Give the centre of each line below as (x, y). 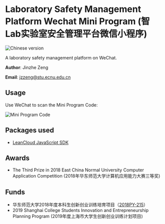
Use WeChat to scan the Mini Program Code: (51, 105)
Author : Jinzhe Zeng (27, 67)
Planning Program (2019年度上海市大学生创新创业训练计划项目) (77, 216)
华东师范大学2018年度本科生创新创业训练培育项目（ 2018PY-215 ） (80, 205)
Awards (18, 158)
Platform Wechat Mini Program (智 (78, 21)
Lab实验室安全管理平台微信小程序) (76, 34)
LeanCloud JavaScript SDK (40, 142)
